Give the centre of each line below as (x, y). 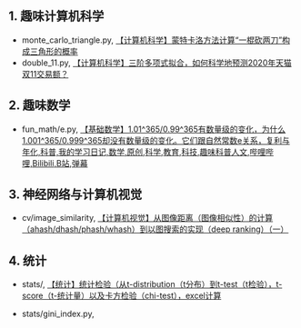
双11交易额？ (45, 74)
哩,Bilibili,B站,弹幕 (55, 163)
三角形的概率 (54, 51)
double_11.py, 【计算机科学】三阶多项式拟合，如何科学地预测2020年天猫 (156, 63)
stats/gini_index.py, (58, 314)
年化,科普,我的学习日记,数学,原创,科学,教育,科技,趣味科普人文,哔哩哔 (148, 152)
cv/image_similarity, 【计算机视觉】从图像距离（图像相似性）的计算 (147, 218)
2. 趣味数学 (40, 106)
